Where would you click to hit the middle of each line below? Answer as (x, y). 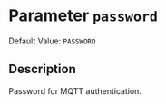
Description (42, 69)
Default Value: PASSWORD (52, 41)
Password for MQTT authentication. (75, 90)
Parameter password (83, 16)
